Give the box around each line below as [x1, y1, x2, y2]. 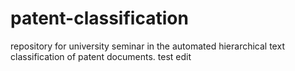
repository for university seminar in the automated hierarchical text [10, 40, 285, 52]
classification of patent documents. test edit [10, 50, 192, 62]
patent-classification [10, 7, 189, 30]
